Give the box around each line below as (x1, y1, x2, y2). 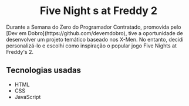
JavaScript (14, 93, 41, 100)
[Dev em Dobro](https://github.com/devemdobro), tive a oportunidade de (6, 29, 183, 36)
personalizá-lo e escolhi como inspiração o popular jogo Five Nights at (6, 42, 177, 49)
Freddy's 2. (6, 48, 34, 55)
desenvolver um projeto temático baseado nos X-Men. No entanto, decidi (6, 36, 184, 43)
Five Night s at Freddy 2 (39, 4, 157, 18)
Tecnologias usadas (6, 66, 81, 76)
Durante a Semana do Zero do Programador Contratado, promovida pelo (6, 23, 181, 30)
